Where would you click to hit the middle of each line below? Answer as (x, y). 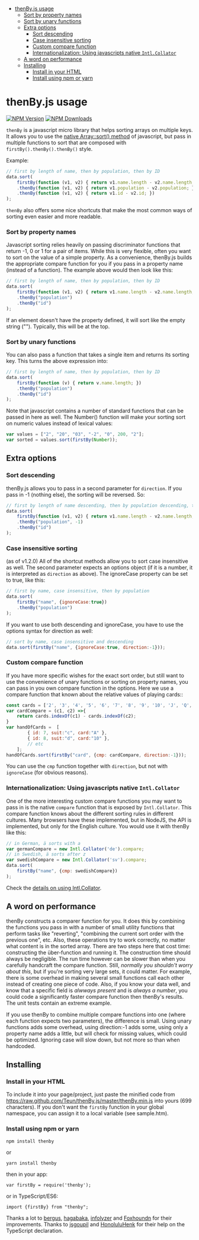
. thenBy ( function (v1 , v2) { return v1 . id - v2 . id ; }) (86, 193)
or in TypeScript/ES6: (32, 1196)
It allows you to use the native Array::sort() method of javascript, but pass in (99, 136)
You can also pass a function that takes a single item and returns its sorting (98, 355)
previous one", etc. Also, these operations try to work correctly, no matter (96, 940)
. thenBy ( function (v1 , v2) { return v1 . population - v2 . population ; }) (107, 188)
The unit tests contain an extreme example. (59, 1003)
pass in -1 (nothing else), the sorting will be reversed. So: (76, 494)
